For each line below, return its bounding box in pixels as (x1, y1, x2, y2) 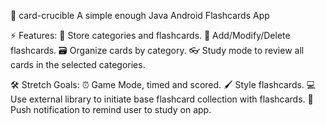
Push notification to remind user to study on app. (10, 104, 212, 115)
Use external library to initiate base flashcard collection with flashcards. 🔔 (10, 93, 314, 105)
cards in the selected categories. (10, 59, 146, 70)
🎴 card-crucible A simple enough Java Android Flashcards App (10, 10, 270, 21)
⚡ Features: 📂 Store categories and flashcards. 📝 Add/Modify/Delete (10, 30, 291, 41)
